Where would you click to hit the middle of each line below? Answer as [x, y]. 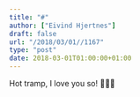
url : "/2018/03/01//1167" [56, 42]
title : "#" [29, 17]
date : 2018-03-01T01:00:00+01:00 [70, 58]
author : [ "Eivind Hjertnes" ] [63, 26]
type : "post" [33, 50]
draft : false [33, 34]
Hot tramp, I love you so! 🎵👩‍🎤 [63, 83]
